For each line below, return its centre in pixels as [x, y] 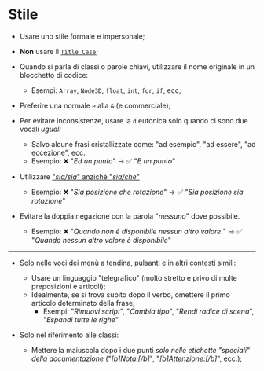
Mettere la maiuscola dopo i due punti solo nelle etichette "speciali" [140, 350]
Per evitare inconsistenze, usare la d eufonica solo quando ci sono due [134, 120]
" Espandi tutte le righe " [81, 319]
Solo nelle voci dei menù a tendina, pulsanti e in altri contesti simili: [128, 263]
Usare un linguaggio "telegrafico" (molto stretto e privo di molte [134, 277]
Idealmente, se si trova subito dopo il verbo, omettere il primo [130, 294]
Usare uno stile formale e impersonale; [82, 36]
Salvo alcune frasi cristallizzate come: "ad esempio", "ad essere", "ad [143, 144]
